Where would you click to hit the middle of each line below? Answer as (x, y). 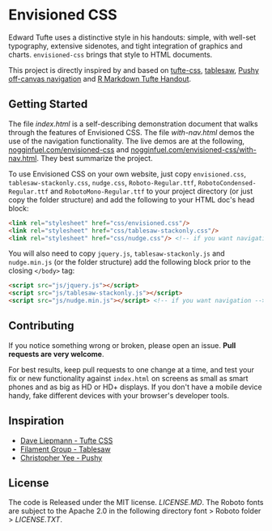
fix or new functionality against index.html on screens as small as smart (128, 378)
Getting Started (48, 104)
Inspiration (36, 421)
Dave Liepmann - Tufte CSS (66, 440)
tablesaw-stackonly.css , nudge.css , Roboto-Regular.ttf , (102, 182)
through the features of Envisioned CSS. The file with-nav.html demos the (132, 132)
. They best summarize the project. (94, 158)
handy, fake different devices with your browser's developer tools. (119, 395)
